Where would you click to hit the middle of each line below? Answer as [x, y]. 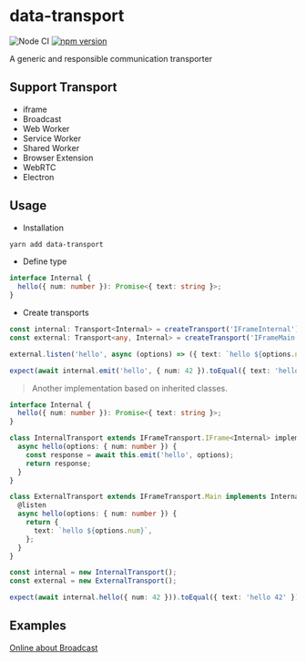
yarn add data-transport [56, 244]
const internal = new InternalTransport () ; [93, 573]
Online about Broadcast [54, 647]
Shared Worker [51, 148]
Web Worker [46, 128]
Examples [38, 626]
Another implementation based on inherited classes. [129, 388]
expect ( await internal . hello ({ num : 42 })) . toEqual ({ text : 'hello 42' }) [154, 597]
